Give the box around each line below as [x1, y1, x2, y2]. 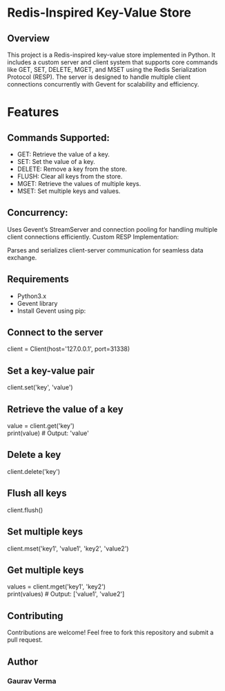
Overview [7, 33, 50, 44]
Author [7, 656, 38, 667]
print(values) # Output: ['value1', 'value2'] [7, 590, 125, 598]
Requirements [7, 273, 69, 285]
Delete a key [7, 449, 61, 461]
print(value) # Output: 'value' [7, 429, 90, 437]
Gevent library [17, 299, 58, 307]
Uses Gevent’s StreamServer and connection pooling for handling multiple [7, 225, 218, 233]
